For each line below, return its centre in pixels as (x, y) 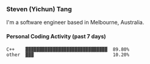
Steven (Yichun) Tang (39, 9)
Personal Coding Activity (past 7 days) (56, 36)
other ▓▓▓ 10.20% (68, 55)
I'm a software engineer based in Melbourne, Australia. (75, 23)
